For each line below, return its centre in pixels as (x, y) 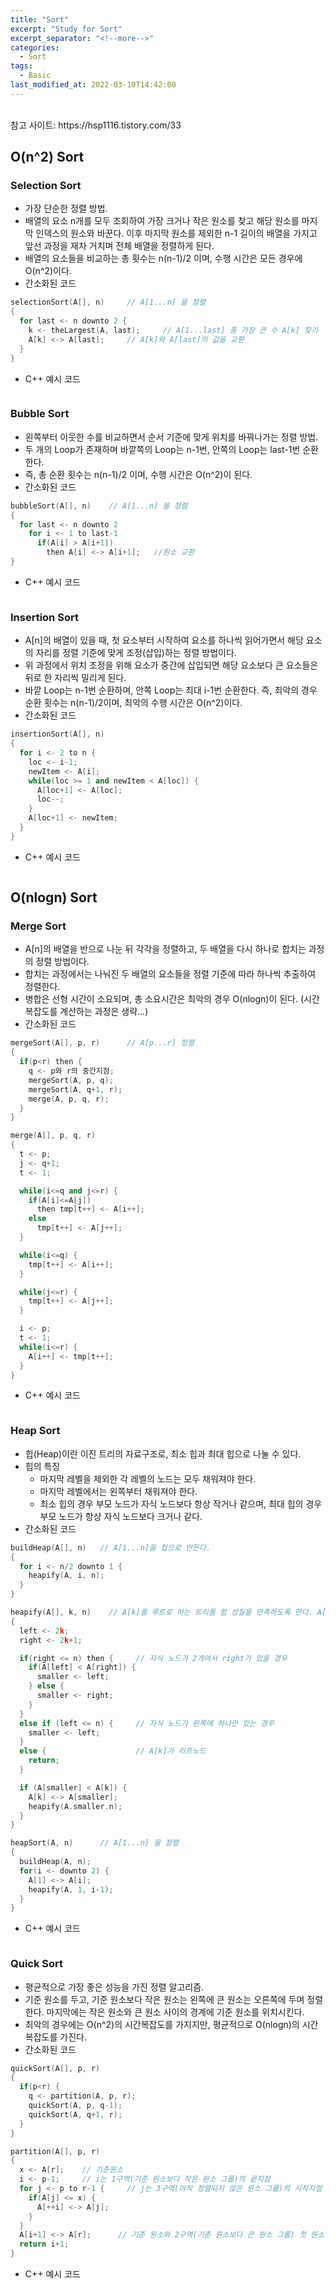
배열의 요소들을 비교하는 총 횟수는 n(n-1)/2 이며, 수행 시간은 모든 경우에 (163, 258)
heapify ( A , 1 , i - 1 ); (71, 1889)
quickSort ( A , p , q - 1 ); (75, 2106)
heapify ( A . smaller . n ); (75, 1806)
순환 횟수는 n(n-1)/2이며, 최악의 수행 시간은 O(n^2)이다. (133, 703)
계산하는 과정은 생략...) (104, 1012)
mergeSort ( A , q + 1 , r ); (75, 1089)
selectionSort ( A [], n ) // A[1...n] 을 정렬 (108, 302)
